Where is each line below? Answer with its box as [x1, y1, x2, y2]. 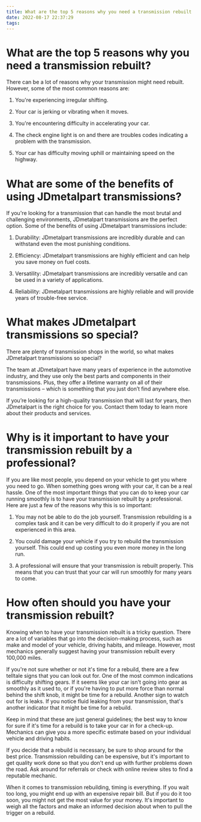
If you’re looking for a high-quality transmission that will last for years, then [6, 397, 192, 404]
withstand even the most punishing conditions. [14, 240, 131, 248]
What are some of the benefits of [6, 177, 174, 190]
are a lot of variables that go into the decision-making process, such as [6, 635, 182, 642]
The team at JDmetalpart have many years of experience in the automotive [6, 366, 191, 373]
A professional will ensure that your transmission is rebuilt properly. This [14, 562, 194, 570]
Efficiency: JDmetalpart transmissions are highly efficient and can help [14, 252, 190, 259]
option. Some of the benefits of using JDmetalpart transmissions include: [6, 222, 187, 230]
